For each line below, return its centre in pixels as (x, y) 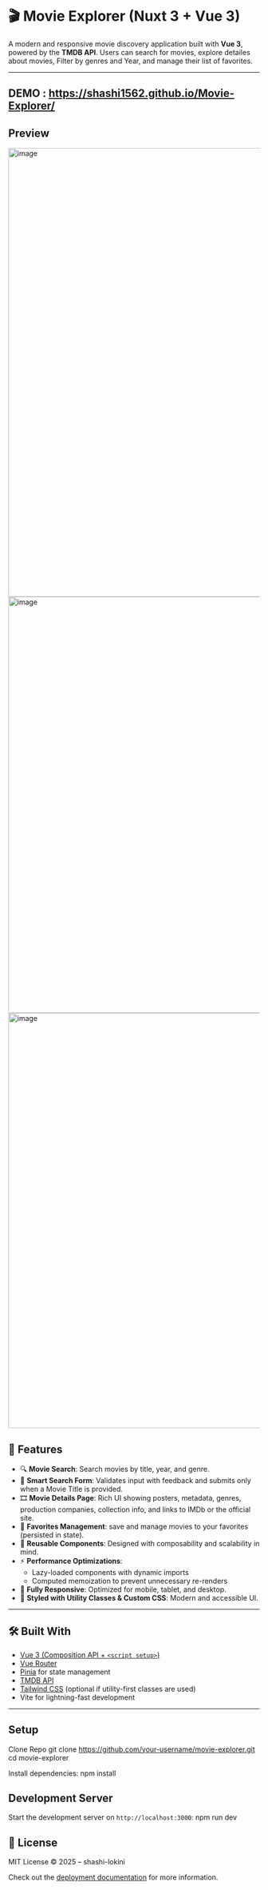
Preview (29, 133)
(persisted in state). (52, 1535)
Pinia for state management (65, 1672)
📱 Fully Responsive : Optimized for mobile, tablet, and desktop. (123, 1589)
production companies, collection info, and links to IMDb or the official (135, 1509)
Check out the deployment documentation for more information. (113, 1877)
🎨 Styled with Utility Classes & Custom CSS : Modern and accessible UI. (139, 1597)
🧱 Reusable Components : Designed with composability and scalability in (140, 1543)
